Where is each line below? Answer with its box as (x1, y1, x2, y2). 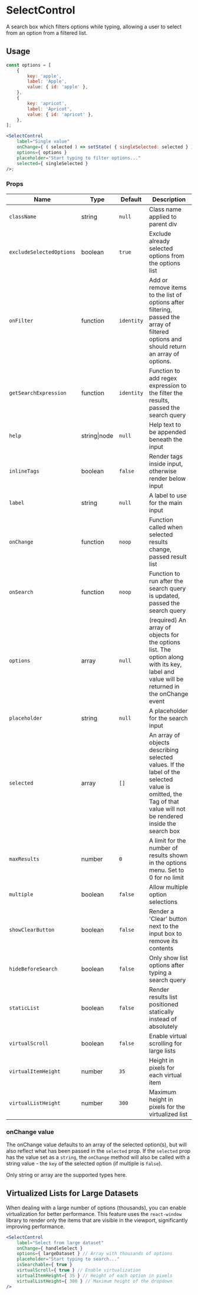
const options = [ (6, 62, 51, 68)
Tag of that (149, 797, 180, 805)
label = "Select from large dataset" (16, 1240, 104, 1245)
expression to (149, 381, 187, 389)
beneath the (149, 435, 183, 443)
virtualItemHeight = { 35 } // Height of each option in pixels (16, 1273, 173, 1278)
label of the (149, 768, 181, 776)
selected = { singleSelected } (16, 160, 88, 166)
